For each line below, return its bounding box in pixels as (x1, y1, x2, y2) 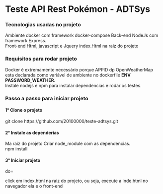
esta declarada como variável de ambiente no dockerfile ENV (5, 72, 131, 78)
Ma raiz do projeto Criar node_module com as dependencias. (5, 140, 131, 147)
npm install (5, 146, 28, 152)
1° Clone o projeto (5, 107, 43, 113)
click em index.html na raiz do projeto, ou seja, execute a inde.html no (5, 178, 148, 184)
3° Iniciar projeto (5, 157, 41, 163)
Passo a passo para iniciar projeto (5, 95, 88, 102)
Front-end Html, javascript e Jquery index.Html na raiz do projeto (5, 43, 139, 49)
